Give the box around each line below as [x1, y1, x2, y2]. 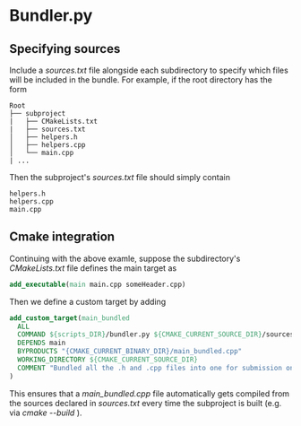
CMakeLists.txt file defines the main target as [9, 262, 177, 274]
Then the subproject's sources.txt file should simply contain [9, 172, 231, 182]
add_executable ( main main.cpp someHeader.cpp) [9, 280, 186, 289]
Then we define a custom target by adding [9, 296, 167, 307]
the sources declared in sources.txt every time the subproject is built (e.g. [9, 397, 282, 408]
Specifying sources [9, 41, 121, 57]
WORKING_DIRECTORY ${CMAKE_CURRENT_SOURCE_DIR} [17, 355, 199, 364]
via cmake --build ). [9, 407, 82, 418]
